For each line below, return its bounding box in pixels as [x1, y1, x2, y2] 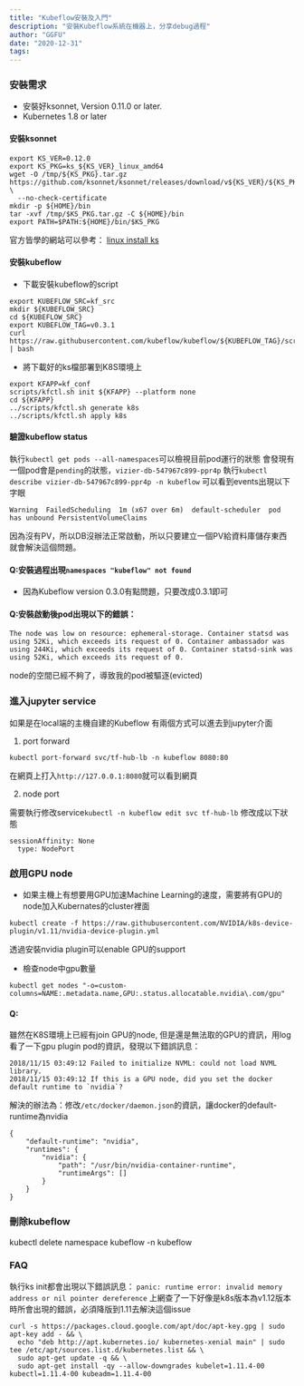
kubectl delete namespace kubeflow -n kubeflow [9, 1236, 193, 1247]
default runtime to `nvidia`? [9, 1083, 124, 1092]
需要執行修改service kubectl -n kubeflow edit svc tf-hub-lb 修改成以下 [9, 806, 280, 817]
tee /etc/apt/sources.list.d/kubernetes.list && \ [9, 1345, 204, 1354]
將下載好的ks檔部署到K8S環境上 [22, 361, 142, 372]
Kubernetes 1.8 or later [22, 111, 108, 122]
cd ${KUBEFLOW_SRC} [9, 312, 83, 322]
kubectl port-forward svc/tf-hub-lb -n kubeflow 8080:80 [9, 753, 229, 762]
